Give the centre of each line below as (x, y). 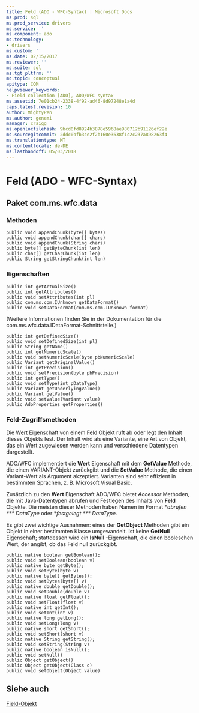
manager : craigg (26, 124)
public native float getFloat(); (48, 597)
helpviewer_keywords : (33, 90)
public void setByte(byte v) (43, 571)
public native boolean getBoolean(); (53, 555)
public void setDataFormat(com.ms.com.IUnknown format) (77, 308)
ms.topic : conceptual (33, 79)
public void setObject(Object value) (53, 670)
